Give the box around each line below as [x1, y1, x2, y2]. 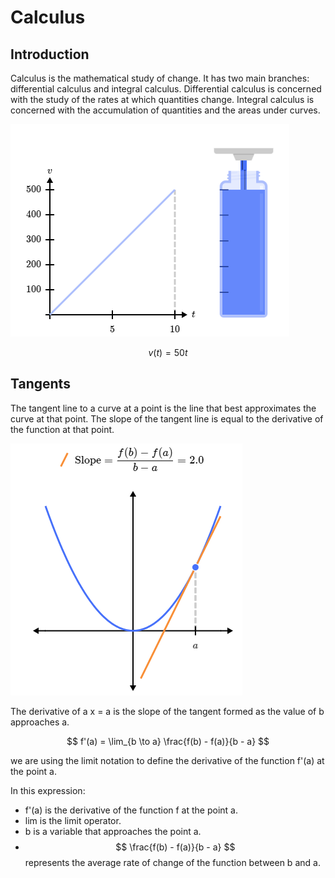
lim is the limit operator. [24, 814, 122, 826]
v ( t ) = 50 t [148, 347, 188, 358]
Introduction [10, 46, 90, 63]
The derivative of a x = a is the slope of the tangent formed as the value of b [10, 705, 325, 717]
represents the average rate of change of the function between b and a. [24, 856, 321, 868]
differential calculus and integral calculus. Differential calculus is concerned [10, 83, 322, 95]
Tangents [10, 376, 71, 393]
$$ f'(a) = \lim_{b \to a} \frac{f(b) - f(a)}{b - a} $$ [66, 735, 270, 747]
